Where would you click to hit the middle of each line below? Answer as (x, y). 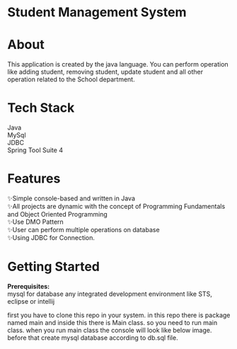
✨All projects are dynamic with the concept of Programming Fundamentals (116, 206)
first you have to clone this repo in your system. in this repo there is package (119, 315)
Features (34, 179)
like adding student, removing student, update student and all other (105, 72)
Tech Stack (41, 108)
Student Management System (97, 12)
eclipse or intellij (31, 301)
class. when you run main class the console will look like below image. (110, 330)
